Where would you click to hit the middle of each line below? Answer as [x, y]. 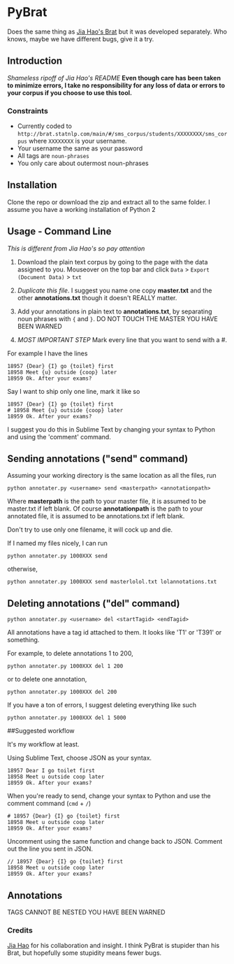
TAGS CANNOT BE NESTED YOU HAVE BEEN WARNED [86, 912]
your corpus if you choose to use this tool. [70, 92]
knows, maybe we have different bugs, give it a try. [81, 38]
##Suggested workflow [41, 731]
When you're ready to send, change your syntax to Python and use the [109, 796]
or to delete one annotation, [47, 679]
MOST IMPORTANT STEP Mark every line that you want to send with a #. [122, 339]
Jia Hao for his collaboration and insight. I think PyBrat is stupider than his [114, 946]
